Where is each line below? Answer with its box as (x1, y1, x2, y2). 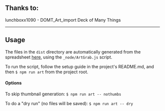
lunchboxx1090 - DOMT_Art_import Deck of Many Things (5, 17, 121, 23)
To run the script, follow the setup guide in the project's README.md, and (5, 63, 154, 69)
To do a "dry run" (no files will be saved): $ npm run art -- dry (5, 100, 134, 106)
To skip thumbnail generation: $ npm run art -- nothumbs (5, 91, 121, 97)
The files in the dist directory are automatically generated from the (5, 49, 141, 55)
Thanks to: (5, 4, 39, 12)
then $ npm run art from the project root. (5, 69, 88, 75)
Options (5, 80, 22, 86)
